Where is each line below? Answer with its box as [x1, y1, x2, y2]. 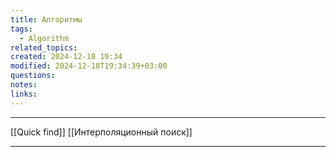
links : [10, 89, 38, 99]
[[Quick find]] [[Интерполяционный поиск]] [10, 126, 193, 138]
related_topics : [10, 42, 78, 53]
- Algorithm [19, 33, 70, 43]
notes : [10, 80, 38, 90]
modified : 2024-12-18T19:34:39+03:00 [10, 61, 168, 71]
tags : [10, 24, 33, 34]
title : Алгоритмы [10, 14, 83, 25]
